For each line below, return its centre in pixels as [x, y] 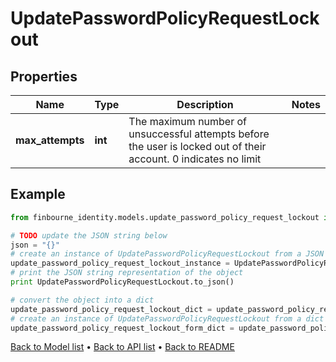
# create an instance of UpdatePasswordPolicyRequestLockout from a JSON [167, 254]
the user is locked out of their [197, 146]
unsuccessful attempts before [199, 134]
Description [205, 104]
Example [38, 194]
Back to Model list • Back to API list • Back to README [122, 347]
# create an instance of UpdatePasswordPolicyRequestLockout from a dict [167, 318]
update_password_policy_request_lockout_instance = [120, 263]
